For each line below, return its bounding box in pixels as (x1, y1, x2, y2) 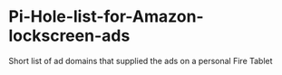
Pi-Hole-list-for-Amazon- (8, 6, 205, 27)
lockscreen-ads (8, 25, 131, 46)
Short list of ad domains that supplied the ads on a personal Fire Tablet (8, 55, 273, 66)
